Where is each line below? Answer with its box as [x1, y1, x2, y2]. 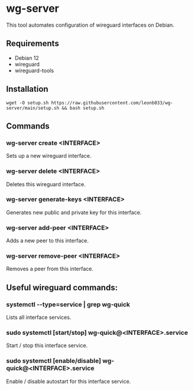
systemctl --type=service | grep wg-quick [6, 300, 130, 308]
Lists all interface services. [6, 314, 72, 321]
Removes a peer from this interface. [6, 266, 93, 273]
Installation [6, 84, 48, 94]
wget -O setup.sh [6, 100, 49, 106]
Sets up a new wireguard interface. [6, 152, 92, 159]
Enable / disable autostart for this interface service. [6, 378, 131, 385]
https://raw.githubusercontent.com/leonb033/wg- [51, 100, 173, 106]
